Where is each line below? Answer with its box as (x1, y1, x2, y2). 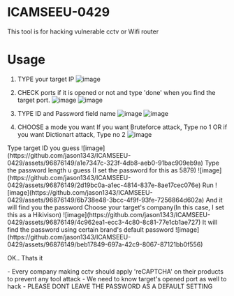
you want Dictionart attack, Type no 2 (17, 130, 126, 138)
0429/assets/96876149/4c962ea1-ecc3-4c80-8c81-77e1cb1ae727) (7, 218, 201, 226)
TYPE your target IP (17, 75, 75, 83)
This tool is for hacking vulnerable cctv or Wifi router (7, 27, 159, 36)
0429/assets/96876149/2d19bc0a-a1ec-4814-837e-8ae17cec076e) (7, 181, 201, 189)
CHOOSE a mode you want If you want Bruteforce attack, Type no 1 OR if (17, 123, 228, 131)
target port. (17, 96, 50, 104)
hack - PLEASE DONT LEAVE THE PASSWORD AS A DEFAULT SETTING (7, 282, 213, 290)
